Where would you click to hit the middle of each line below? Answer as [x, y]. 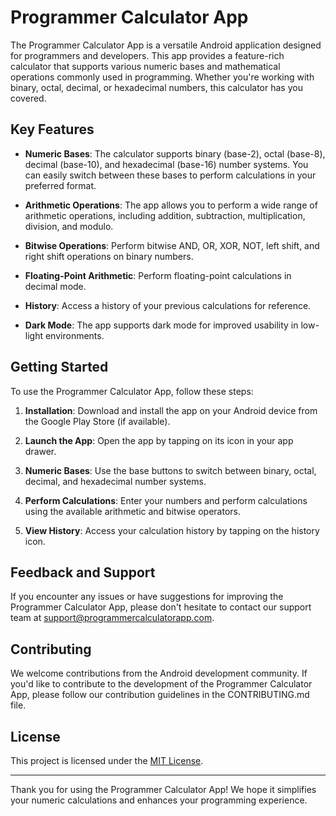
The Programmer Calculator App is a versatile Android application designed [166, 45]
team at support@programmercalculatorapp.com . [112, 618]
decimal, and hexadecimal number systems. [115, 481]
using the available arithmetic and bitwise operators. [132, 511]
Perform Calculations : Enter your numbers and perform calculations [166, 500]
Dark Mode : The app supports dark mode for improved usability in [161, 325]
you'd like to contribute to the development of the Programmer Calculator [161, 684]
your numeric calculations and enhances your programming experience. [159, 800]
